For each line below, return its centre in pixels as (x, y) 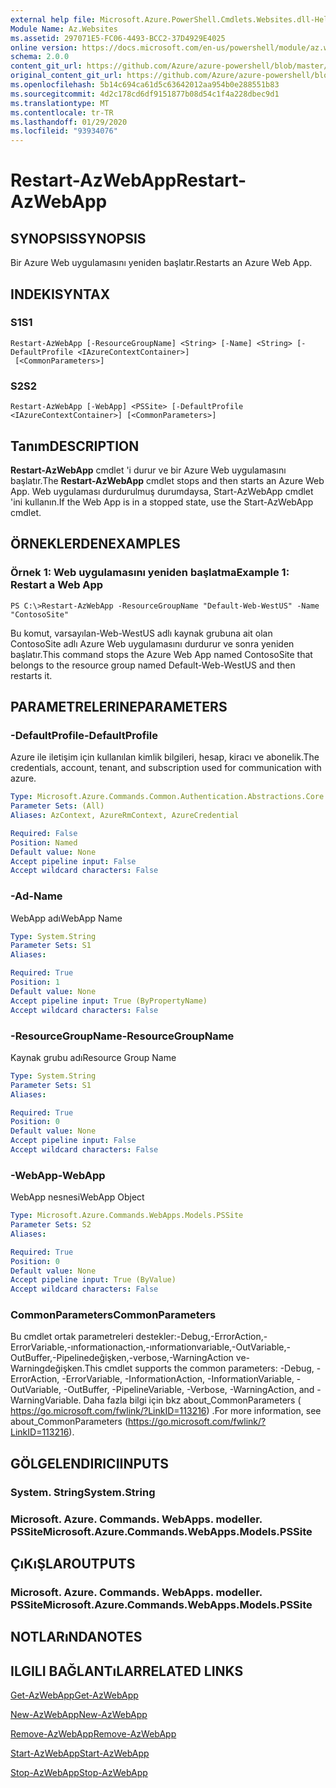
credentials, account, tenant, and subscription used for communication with (166, 768)
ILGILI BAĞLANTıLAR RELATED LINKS (127, 1671)
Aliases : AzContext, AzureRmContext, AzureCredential (125, 816)
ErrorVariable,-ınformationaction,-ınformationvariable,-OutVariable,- (151, 1347)
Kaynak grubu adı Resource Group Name (93, 1057)
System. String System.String (83, 1492)
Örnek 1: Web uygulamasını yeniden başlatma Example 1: (150, 573)
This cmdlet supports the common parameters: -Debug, (199, 1368)
